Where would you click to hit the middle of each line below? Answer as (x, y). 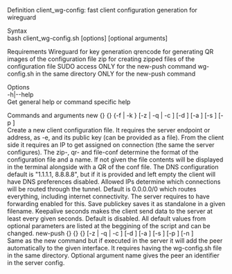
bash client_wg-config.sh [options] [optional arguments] (88, 38)
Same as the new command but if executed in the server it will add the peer (115, 241)
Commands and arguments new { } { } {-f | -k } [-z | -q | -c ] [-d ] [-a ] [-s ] (112, 115)
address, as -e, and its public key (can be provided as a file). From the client (116, 137)
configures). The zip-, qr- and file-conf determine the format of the (103, 152)
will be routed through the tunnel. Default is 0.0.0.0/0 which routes (102, 189)
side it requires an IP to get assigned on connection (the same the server (111, 145)
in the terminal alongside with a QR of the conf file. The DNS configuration (113, 167)
